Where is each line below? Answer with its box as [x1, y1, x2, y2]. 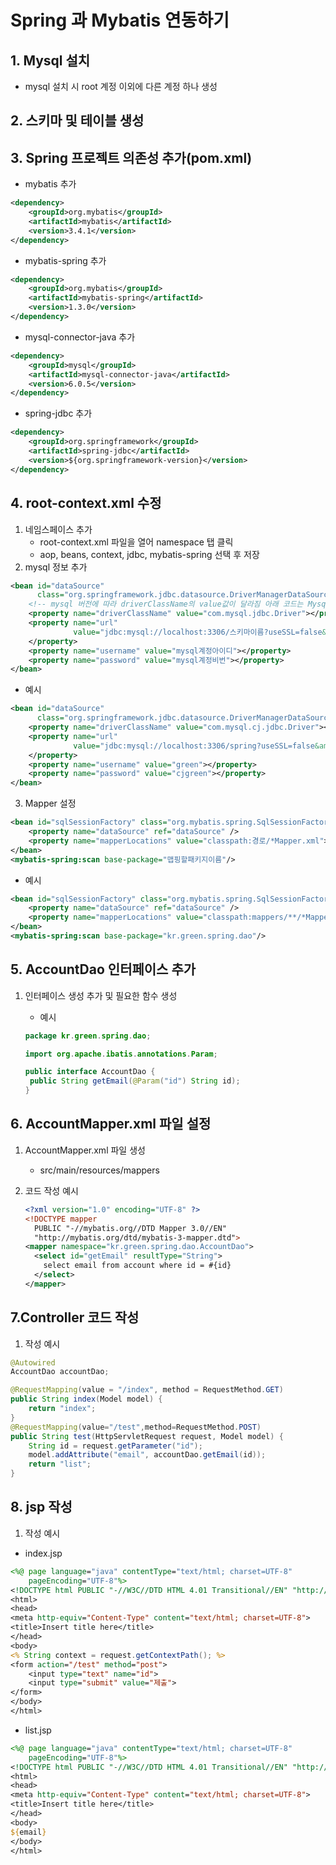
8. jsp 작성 [10, 1499, 73, 1516]
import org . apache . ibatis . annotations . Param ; [24, 1049, 218, 1059]
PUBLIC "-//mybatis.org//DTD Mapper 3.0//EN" [34, 1223, 227, 1233]
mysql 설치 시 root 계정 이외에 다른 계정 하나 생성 [24, 81, 218, 92]
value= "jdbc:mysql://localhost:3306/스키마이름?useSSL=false [73, 627, 323, 637]
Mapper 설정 [24, 797, 77, 810]
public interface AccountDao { [24, 1067, 156, 1077]
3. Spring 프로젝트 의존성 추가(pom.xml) [10, 149, 253, 166]
